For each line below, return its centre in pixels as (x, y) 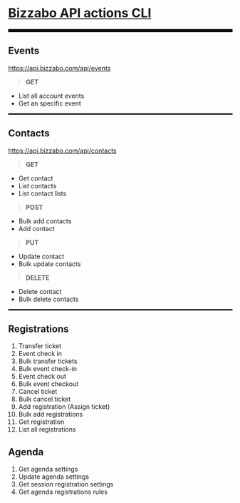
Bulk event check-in (48, 369)
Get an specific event (49, 103)
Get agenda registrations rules (63, 492)
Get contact (36, 178)
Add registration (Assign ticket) (64, 407)
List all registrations (47, 430)
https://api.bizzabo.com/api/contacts (62, 151)
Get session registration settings (66, 484)
